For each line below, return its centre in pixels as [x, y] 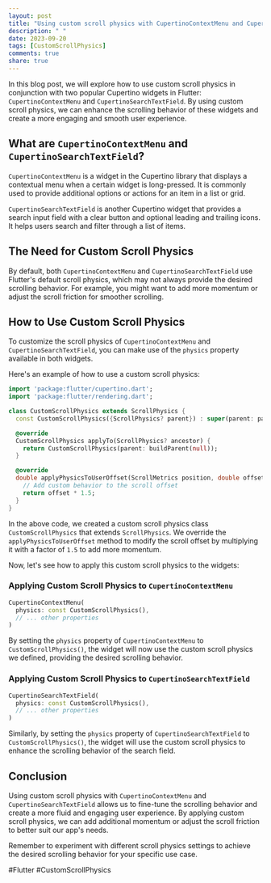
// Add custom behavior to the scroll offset [101, 486]
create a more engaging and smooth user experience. [98, 118]
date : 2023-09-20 [38, 38]
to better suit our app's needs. [58, 830]
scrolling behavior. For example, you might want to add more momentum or [133, 288]
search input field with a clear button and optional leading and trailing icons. [134, 217]
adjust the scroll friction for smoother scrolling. [86, 297]
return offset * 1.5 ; [59, 493]
